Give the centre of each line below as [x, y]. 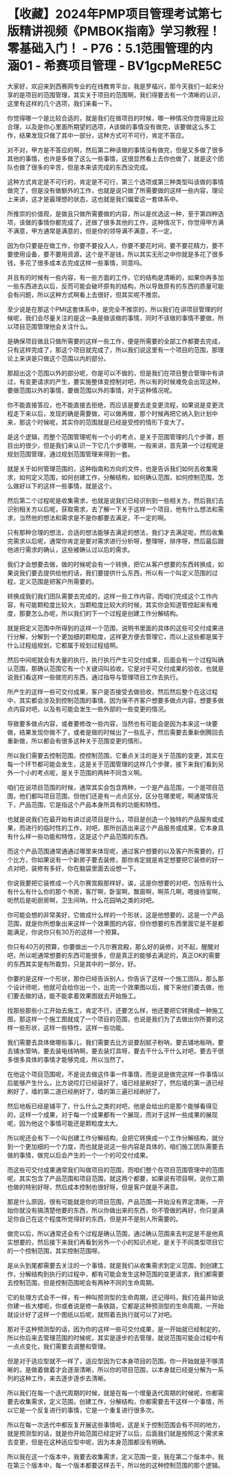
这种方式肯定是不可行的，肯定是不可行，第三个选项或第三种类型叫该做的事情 [115, 182]
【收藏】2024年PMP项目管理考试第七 [114, 14]
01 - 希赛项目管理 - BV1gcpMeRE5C [121, 66]
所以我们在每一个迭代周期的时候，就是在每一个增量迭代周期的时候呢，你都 [112, 1393]
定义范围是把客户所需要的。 [58, 581]
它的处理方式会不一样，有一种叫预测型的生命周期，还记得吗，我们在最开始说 [115, 1297]
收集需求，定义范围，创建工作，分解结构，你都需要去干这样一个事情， [118, 1401]
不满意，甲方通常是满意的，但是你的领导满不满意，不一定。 [91, 231]
